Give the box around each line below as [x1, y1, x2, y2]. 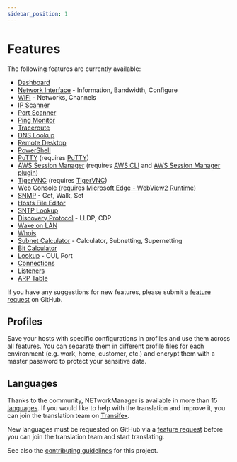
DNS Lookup [17, 130, 55, 139]
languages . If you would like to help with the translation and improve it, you [7, 404, 226, 412]
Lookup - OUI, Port [17, 251, 73, 259]
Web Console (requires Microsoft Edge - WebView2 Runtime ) [17, 184, 197, 192]
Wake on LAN [17, 221, 58, 230]
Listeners [17, 266, 45, 275]
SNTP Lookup [17, 206, 59, 215]
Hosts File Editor [17, 198, 66, 207]
